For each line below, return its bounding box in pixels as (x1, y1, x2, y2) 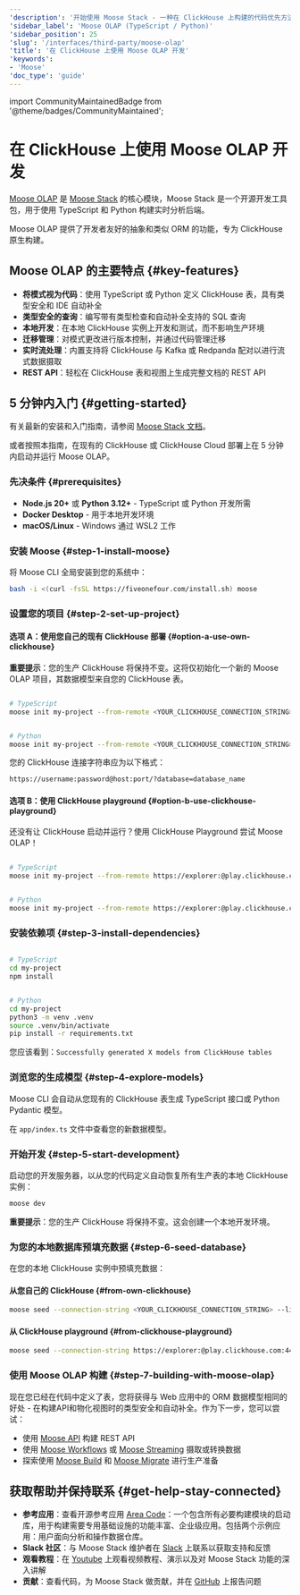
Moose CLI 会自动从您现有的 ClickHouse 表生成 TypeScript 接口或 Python (9, 1093, 280, 1104)
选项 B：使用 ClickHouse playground (9, 795, 147, 806)
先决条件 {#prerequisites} (9, 476, 122, 488)
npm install (9, 972, 54, 981)
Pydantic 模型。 (9, 1104, 68, 1115)
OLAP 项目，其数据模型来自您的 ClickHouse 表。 (9, 673, 189, 684)
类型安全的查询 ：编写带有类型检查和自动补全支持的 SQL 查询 (21, 310, 246, 322)
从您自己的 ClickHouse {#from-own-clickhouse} (9, 1285, 192, 1295)
